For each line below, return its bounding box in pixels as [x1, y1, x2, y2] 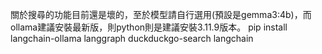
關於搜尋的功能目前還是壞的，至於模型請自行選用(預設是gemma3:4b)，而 [10, 9, 312, 20]
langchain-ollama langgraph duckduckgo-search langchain [10, 33, 254, 44]
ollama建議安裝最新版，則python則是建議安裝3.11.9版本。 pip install [10, 21, 288, 33]
